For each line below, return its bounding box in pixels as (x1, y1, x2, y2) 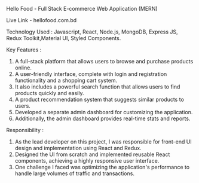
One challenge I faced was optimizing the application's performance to (14, 164, 190, 170)
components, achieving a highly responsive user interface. (14, 157, 160, 164)
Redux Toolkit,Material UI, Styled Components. (6, 35, 121, 41)
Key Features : (6, 46, 42, 53)
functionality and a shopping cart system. (14, 77, 118, 84)
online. (14, 64, 32, 71)
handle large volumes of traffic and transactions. (14, 170, 134, 177)
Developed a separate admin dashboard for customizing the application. (14, 109, 193, 115)
